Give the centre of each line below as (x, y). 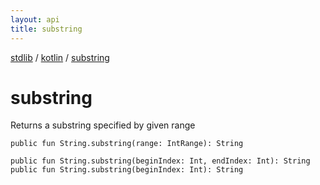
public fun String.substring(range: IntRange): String (127, 144)
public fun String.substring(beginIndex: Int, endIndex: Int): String (160, 161)
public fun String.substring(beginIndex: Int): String (127, 170)
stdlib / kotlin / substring (60, 57)
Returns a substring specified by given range (103, 125)
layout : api (35, 19)
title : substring (46, 29)
